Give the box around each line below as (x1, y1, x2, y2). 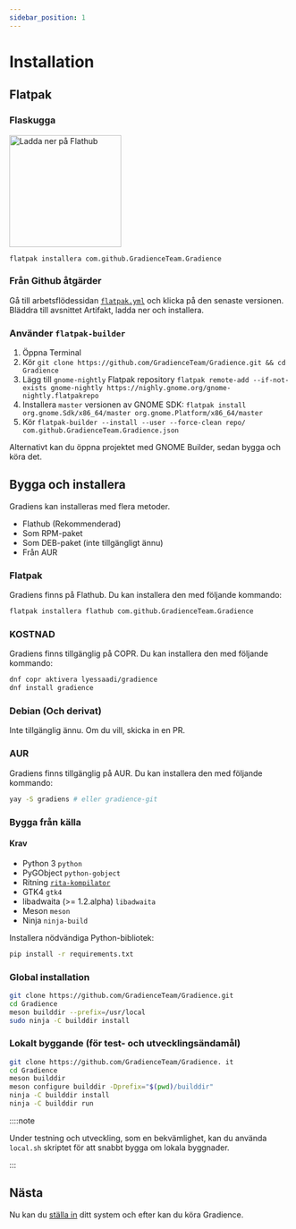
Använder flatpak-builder (9, 327, 126, 339)
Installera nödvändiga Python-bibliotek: (9, 932, 155, 943)
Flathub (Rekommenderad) (21, 518, 122, 529)
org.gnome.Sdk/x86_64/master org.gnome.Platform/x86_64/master (21, 409, 264, 418)
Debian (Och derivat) (9, 704, 102, 717)
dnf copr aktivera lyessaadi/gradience (9, 675, 158, 685)
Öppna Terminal (21, 347, 82, 358)
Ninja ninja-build (21, 915, 88, 926)
